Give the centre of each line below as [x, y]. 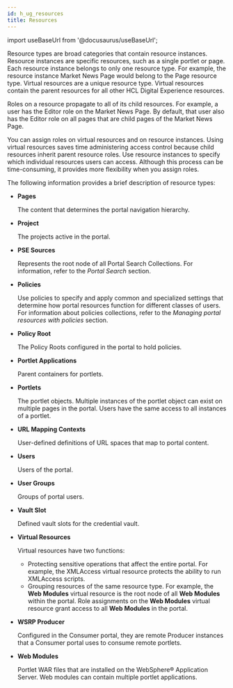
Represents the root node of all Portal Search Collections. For [105, 263]
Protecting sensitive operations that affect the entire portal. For [118, 563]
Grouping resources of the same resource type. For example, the [121, 586]
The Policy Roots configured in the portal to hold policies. [99, 347]
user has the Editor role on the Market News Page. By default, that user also [116, 111]
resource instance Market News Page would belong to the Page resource [112, 75]
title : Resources [32, 20]
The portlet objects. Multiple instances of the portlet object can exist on [120, 401]
